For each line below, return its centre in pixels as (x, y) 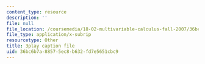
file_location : (26, 29)
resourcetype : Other (33, 40)
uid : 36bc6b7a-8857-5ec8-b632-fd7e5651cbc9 (63, 52)
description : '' (27, 18)
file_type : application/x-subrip (49, 35)
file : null (20, 23)
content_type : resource (37, 12)
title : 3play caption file (41, 46)
